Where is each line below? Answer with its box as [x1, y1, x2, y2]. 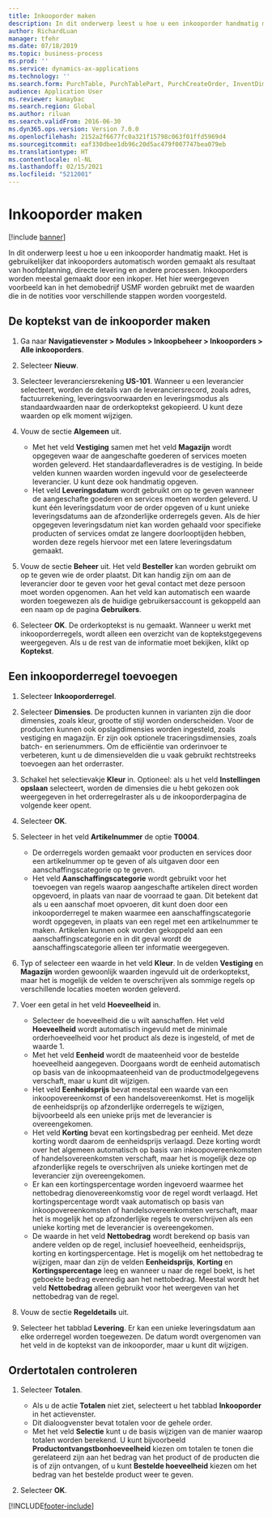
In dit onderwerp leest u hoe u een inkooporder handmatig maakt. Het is [8, 248, 249, 257]
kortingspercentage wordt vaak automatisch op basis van [32, 1197, 224, 1206]
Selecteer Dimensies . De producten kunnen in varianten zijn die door [19, 707, 252, 717]
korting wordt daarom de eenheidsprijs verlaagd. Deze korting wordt [32, 1136, 261, 1145]
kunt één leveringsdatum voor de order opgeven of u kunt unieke [32, 502, 249, 512]
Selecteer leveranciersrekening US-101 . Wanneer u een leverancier [19, 376, 244, 386]
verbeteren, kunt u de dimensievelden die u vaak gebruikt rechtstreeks [19, 750, 257, 760]
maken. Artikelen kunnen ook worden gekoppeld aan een [32, 925, 223, 934]
